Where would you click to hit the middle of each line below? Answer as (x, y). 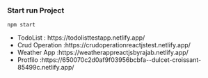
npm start (22, 25)
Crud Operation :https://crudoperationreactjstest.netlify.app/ (104, 45)
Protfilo (27, 60)
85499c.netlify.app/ (46, 68)
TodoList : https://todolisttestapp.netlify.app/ (81, 38)
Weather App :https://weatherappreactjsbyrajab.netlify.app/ (103, 53)
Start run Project (36, 10)
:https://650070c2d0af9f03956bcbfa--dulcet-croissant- (120, 60)
